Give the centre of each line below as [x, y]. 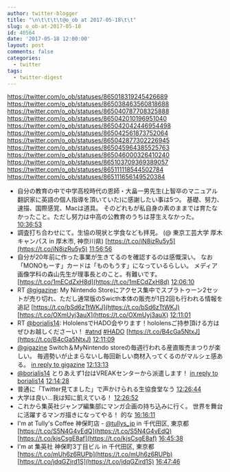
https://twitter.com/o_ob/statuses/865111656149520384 [86, 177]
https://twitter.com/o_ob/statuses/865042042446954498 [89, 126]
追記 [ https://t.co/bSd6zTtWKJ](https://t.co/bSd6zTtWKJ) [98, 307]
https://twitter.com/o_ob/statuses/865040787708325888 [88, 111]
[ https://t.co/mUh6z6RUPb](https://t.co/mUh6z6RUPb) [95, 454]
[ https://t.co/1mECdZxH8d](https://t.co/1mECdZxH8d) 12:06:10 [106, 282]
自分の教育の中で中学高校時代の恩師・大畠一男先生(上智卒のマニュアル [117, 191]
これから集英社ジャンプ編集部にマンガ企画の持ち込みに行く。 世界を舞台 [120, 406]
